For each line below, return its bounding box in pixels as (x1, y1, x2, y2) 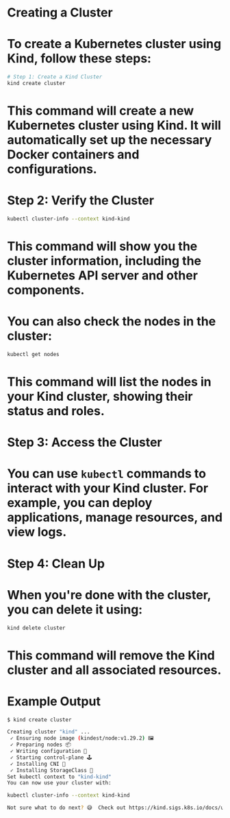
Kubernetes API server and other (7, 268, 199, 283)
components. (7, 283, 85, 298)
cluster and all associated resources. (7, 662, 222, 677)
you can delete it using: (7, 602, 143, 617)
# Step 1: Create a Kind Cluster (7, 73, 103, 80)
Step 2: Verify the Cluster (7, 193, 155, 209)
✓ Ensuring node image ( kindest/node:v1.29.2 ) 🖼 (10, 735, 154, 742)
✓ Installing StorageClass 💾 (10, 767, 94, 773)
